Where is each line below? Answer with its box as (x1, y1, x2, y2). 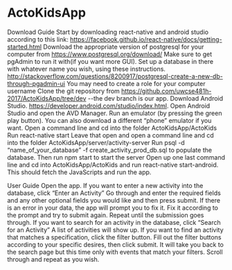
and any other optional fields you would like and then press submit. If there (7, 196, 220, 204)
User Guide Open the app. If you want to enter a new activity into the (7, 181, 204, 189)
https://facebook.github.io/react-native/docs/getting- (70, 35, 223, 43)
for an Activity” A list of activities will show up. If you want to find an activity (7, 226, 224, 234)
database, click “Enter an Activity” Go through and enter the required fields (7, 189, 222, 197)
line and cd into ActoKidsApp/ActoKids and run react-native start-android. (7, 160, 219, 169)
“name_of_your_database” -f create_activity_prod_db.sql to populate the (7, 146, 213, 154)
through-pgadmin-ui (7, 79, 66, 87)
